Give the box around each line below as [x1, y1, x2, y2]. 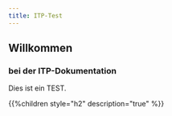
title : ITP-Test [8, 11, 63, 20]
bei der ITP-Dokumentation [8, 65, 117, 76]
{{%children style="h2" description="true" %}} [8, 99, 165, 109]
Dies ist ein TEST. [8, 83, 67, 93]
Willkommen [8, 42, 73, 55]
